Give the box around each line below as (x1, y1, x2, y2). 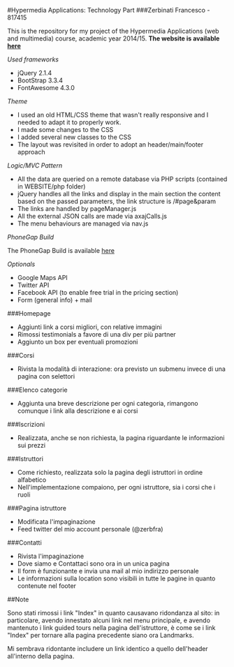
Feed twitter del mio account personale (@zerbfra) (17, 525, 163, 533)
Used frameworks (7, 55, 59, 64)
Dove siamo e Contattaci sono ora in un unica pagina (17, 559, 170, 568)
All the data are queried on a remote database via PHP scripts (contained (17, 175, 228, 183)
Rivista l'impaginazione (17, 552, 85, 560)
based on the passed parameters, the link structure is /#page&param (17, 197, 217, 205)
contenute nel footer (17, 582, 77, 589)
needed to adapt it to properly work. (17, 118, 122, 126)
